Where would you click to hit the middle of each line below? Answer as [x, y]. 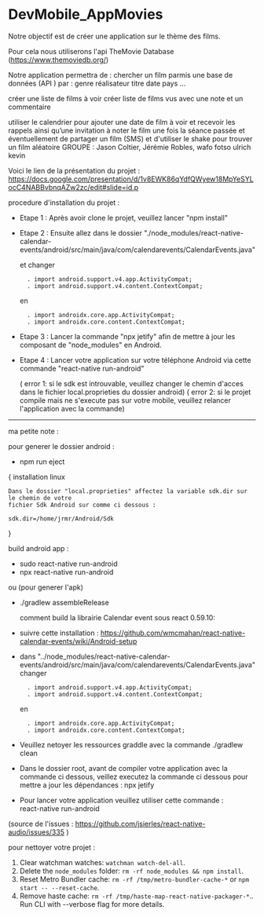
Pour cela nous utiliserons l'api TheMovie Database [91, 51]
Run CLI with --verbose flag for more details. [92, 904]
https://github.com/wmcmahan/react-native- [173, 633]
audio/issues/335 [37, 832]
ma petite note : [33, 431]
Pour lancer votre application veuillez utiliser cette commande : [121, 800]
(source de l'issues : [41, 824]
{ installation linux [37, 477]
